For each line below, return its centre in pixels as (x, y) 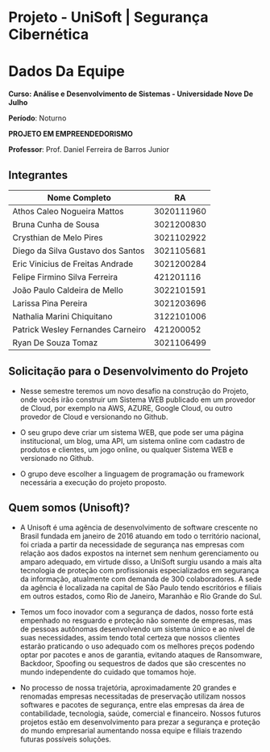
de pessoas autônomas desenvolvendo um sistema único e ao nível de (137, 629)
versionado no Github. (57, 458)
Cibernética (49, 34)
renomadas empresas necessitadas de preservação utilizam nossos (133, 696)
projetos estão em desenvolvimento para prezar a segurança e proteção (140, 722)
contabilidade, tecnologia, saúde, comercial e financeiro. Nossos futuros (140, 713)
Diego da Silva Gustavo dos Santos (79, 251)
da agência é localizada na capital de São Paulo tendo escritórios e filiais (141, 587)
